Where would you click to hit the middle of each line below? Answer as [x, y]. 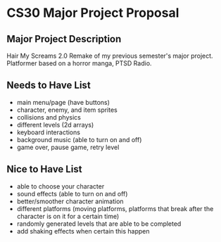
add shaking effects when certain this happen [83, 231]
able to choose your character [61, 186]
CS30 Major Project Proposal [93, 13]
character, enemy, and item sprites [67, 110]
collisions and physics [49, 117]
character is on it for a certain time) [68, 216]
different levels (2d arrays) [55, 125]
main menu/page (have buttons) [63, 102]
